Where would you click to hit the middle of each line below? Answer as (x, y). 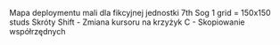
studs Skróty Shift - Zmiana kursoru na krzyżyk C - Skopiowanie (127, 22)
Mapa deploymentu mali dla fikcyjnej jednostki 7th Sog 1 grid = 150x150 (140, 13)
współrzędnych (37, 31)
